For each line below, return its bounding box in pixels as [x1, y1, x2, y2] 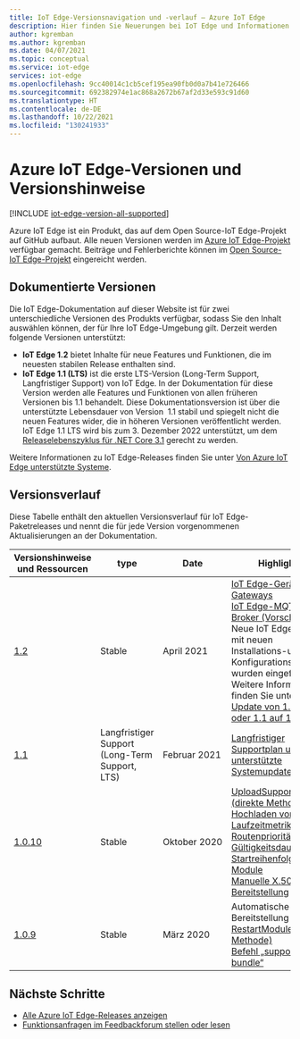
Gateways [230, 589, 274, 601]
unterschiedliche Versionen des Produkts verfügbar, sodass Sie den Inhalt [9, 313, 282, 323]
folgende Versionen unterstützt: [9, 331, 127, 342]
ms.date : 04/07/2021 [9, 46, 87, 55]
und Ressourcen [17, 562, 88, 574]
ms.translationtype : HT [9, 96, 98, 105]
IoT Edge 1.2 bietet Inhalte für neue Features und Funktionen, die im [21, 349, 272, 360]
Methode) [230, 934, 273, 946]
